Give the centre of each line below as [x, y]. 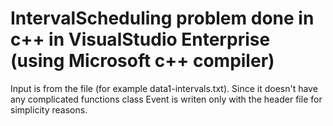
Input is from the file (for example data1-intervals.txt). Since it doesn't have [164, 88]
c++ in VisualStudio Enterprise [140, 39]
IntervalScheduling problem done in [162, 18]
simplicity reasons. [49, 109]
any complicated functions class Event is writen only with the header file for [166, 99]
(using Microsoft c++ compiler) [142, 61]
